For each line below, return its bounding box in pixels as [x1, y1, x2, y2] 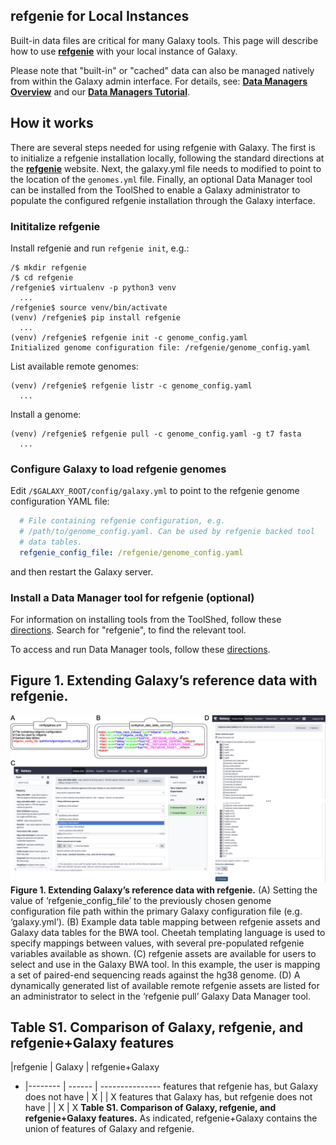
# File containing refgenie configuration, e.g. [19, 516, 226, 526]
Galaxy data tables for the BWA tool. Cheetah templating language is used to [10, 926, 326, 938]
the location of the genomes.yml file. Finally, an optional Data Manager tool [10, 173, 313, 185]
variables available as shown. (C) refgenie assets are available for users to [10, 947, 317, 959]
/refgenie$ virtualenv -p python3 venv [10, 282, 177, 293]
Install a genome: [10, 408, 82, 420]
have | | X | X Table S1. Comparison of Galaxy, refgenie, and [24, 1102, 277, 1114]
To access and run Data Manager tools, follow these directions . [10, 644, 271, 656]
